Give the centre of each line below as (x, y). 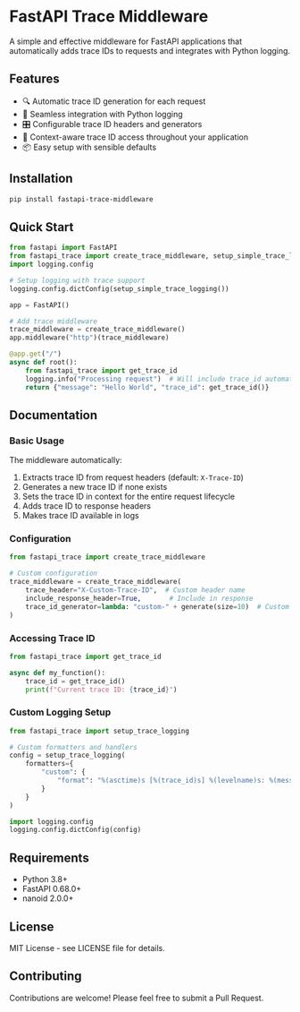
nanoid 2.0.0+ (48, 898)
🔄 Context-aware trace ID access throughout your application (135, 137)
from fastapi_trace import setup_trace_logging (100, 731)
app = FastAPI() (39, 305)
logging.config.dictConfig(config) (75, 830)
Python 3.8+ (45, 879)
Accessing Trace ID (52, 638)
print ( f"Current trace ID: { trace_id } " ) (101, 690)
